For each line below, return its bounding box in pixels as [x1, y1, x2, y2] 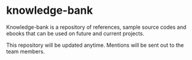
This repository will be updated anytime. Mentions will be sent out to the [6, 41, 184, 49]
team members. [6, 47, 45, 55]
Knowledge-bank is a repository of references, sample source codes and [6, 23, 187, 31]
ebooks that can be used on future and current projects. [6, 29, 145, 37]
